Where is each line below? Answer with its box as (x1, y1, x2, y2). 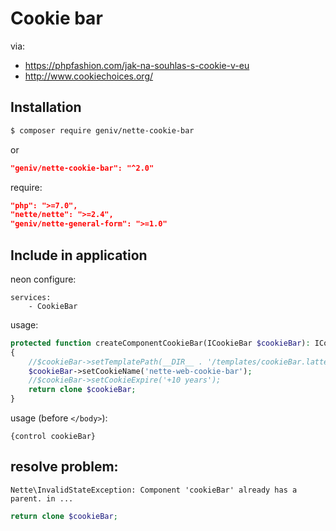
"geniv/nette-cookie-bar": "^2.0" (10, 163, 155, 173)
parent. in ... (10, 493, 74, 504)
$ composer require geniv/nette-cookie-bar (10, 125, 195, 136)
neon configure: (10, 273, 77, 285)
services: (10, 292, 52, 302)
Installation (10, 99, 82, 116)
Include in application (10, 247, 148, 264)
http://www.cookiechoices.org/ (24, 70, 154, 82)
